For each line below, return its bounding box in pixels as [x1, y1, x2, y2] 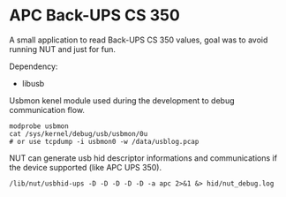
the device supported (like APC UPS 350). [9, 162, 162, 172]
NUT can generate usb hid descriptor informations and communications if [9, 152, 278, 163]
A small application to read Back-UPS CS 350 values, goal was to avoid [9, 34, 268, 45]
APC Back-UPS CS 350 [9, 5, 181, 26]
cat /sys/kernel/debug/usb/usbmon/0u [9, 129, 148, 138]
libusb [21, 78, 45, 88]
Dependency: [9, 61, 58, 72]
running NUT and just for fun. [9, 43, 117, 54]
